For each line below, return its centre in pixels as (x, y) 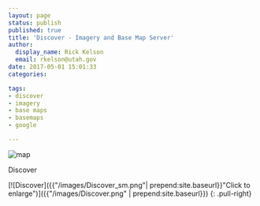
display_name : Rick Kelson (59, 52)
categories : (28, 74)
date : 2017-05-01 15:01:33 (52, 67)
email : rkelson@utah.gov (56, 60)
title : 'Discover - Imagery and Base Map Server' (91, 37)
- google (22, 125)
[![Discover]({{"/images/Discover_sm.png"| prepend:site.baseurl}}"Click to (129, 185)
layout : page (30, 15)
